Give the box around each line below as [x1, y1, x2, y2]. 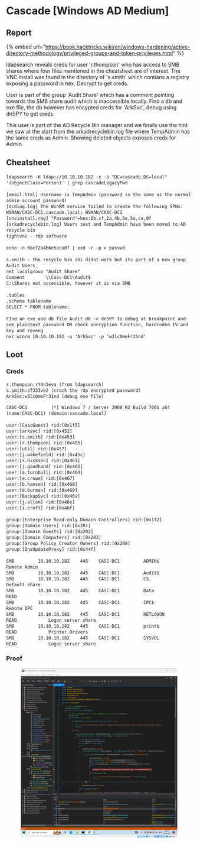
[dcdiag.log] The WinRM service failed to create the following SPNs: [6, 203, 183, 209]
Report [6, 28, 32, 38]
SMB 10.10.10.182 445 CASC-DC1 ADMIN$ [6, 558, 160, 564]
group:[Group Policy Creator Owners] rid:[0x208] [6, 540, 131, 546]
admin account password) [6, 197, 67, 203]
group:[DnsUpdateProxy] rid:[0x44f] [6, 546, 96, 552]
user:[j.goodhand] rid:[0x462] [6, 463, 83, 469]
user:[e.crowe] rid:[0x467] [6, 475, 75, 481]
